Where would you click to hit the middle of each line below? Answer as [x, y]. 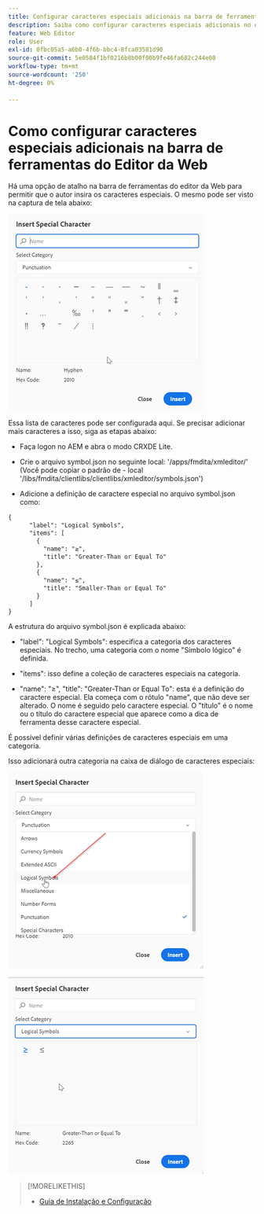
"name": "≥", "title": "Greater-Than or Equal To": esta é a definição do [132, 689]
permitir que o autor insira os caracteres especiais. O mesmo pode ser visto [131, 195]
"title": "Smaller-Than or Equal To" [105, 589]
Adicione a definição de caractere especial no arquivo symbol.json [127, 494]
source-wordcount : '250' [49, 75]
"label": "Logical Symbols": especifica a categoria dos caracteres [125, 642]
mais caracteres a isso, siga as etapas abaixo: [82, 432]
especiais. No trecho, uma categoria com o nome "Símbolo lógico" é [130, 650]
